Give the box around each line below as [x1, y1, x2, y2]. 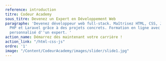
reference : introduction [5, 7, 56, 12]
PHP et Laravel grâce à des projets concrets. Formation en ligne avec [9, 26, 161, 30]
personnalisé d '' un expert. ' [9, 30, 72, 35]
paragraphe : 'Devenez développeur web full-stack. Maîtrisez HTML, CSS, [5, 21, 158, 26]
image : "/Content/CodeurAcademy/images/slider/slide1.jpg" [5, 48, 129, 53]
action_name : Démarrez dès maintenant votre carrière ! [5, 35, 123, 40]
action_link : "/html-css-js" [5, 39, 65, 44]
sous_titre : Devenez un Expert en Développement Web [5, 16, 116, 21]
